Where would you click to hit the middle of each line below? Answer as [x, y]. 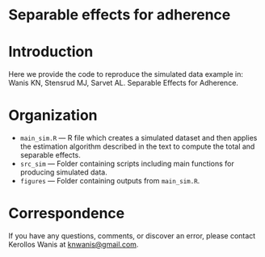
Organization [53, 116]
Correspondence [67, 214]
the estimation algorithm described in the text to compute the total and [137, 146]
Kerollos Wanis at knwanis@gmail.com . [74, 244]
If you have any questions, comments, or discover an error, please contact [132, 236]
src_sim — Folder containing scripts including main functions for [127, 164]
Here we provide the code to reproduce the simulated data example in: [126, 74]
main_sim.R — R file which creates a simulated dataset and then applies [139, 138]
